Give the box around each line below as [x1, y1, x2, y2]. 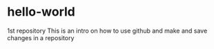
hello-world [7, 4, 76, 20]
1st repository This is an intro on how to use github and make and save [7, 27, 208, 35]
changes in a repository [7, 33, 75, 42]
